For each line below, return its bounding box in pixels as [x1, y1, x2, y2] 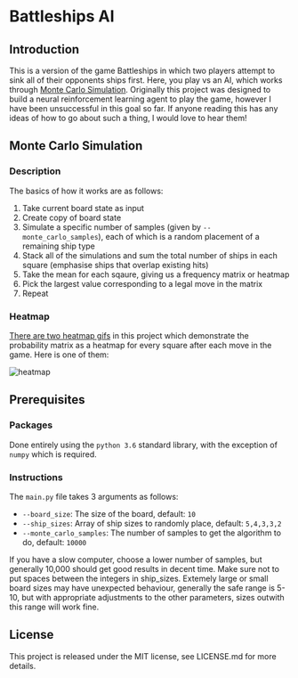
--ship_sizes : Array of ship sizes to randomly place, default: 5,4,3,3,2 [21, 518, 282, 528]
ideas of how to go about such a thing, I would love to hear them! [9, 113, 247, 123]
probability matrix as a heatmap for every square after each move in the [9, 339, 272, 350]
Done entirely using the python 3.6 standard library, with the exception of [9, 439, 278, 450]
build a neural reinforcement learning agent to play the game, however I [9, 94, 271, 104]
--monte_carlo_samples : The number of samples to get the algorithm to [21, 527, 282, 538]
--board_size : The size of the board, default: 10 [21, 508, 196, 519]
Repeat [21, 288, 49, 298]
